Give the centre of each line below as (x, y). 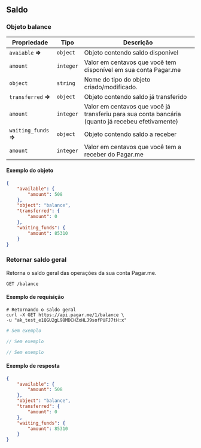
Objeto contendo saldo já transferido (135, 96)
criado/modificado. (111, 87)
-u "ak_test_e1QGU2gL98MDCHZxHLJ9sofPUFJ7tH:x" (67, 320)
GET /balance (22, 284)
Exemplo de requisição (35, 297)
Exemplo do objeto (30, 171)
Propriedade (30, 43)
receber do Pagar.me (114, 154)
